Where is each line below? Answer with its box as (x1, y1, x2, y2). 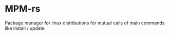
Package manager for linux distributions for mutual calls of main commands (5, 20, 165, 26)
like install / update (5, 25, 45, 31)
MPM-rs (5, 3, 41, 15)
